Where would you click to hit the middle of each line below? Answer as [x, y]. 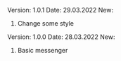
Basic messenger [43, 50]
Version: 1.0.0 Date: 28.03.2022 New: [61, 37]
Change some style [45, 23]
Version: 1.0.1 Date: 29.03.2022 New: [60, 10]
